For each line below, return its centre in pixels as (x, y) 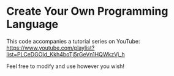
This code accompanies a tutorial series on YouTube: (73, 41)
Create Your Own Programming (87, 11)
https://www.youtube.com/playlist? (51, 48)
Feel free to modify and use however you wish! (65, 66)
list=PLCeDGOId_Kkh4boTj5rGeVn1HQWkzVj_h (66, 54)
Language (32, 24)
